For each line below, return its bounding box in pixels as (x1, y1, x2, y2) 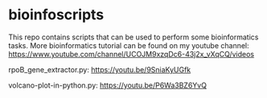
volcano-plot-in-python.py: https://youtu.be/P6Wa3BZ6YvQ (8, 80, 207, 90)
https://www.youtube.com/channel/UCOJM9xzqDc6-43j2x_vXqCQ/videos (8, 49, 255, 59)
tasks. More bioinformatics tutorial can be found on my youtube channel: (8, 40, 249, 50)
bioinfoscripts (8, 6, 105, 24)
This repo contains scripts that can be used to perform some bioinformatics (8, 32, 259, 42)
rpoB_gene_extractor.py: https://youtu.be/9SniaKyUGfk (8, 64, 191, 74)
